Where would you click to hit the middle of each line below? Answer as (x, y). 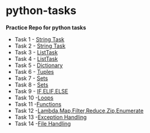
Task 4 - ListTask (36, 59)
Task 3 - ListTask (36, 52)
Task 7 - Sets (31, 78)
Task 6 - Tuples (34, 71)
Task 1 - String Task (39, 39)
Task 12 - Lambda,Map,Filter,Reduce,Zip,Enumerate (79, 110)
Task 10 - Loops (34, 98)
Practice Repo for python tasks (46, 27)
